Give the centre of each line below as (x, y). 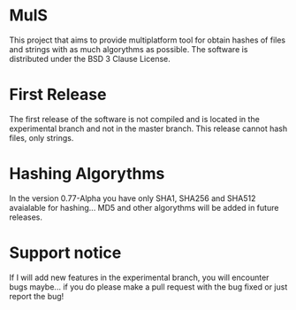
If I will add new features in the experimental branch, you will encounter (139, 277)
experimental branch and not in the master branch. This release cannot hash (148, 128)
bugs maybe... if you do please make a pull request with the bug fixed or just (148, 287)
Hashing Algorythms (87, 174)
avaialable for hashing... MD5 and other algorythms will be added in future (144, 207)
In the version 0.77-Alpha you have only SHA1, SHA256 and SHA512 (133, 198)
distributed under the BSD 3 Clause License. (90, 58)
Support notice (65, 252)
